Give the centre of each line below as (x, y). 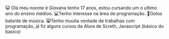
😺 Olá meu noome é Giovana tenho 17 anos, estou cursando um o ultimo (81, 8)
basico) (13, 31)
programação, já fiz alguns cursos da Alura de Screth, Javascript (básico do (85, 26)
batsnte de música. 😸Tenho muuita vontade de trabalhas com (70, 21)
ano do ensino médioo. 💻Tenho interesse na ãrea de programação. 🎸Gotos (84, 13)
